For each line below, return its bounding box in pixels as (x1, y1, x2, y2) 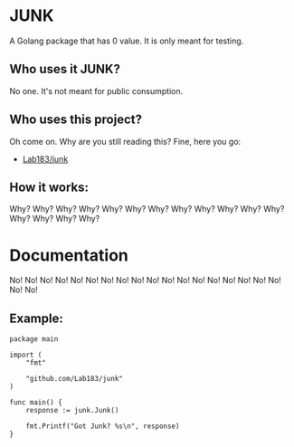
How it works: (9, 179, 89, 195)
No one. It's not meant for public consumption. (9, 85, 184, 96)
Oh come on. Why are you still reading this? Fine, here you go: (9, 136, 242, 147)
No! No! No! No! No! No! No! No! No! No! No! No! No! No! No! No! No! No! (9, 275, 282, 286)
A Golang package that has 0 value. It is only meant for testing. (9, 35, 244, 46)
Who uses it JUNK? (9, 62, 120, 77)
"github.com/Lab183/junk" (25, 375, 124, 384)
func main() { (9, 398, 63, 407)
